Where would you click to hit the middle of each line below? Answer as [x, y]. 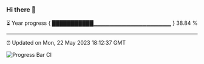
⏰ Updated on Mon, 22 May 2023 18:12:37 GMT [66, 43]
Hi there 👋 [21, 10]
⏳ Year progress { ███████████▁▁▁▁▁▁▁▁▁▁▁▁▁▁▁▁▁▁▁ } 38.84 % [102, 23]
